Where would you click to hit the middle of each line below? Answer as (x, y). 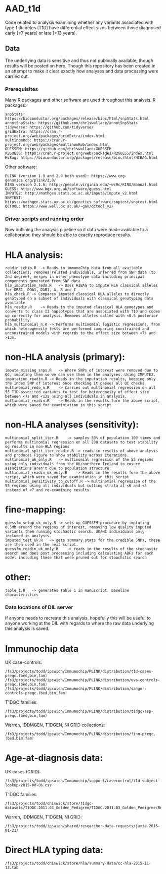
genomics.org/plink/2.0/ (31, 181)
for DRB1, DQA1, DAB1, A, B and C (41, 290)
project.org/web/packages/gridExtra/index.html (55, 136)
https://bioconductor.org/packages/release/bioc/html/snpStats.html (77, 119)
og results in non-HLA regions (37, 447)
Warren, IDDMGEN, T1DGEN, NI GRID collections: (55, 725)
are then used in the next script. (42, 545)
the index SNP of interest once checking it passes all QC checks (75, 383)
